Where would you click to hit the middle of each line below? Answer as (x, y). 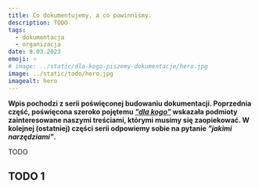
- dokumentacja (40, 37)
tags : (17, 30)
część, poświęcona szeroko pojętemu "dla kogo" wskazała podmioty (123, 111)
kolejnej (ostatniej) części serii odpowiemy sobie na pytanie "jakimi (120, 128)
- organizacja (38, 45)
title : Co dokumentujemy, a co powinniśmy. (80, 15)
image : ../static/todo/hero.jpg (61, 74)
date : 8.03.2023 (34, 52)
